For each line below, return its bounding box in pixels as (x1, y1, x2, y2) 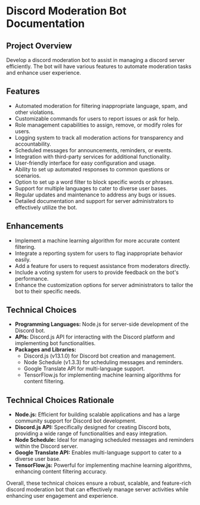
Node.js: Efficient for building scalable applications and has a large (14, 411, 180, 418)
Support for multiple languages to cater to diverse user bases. (14, 184, 168, 192)
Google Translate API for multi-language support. (23, 365, 145, 372)
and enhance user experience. (6, 69, 82, 76)
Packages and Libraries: (14, 346, 76, 353)
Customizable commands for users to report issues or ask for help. (14, 115, 180, 122)
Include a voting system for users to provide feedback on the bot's (14, 269, 179, 276)
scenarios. (14, 172, 41, 179)
